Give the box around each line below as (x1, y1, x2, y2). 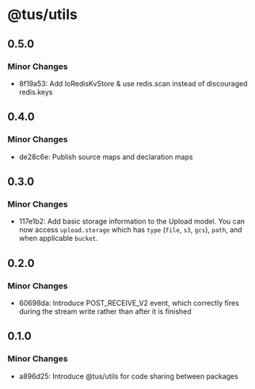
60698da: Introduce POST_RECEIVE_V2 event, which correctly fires (18, 298, 239, 307)
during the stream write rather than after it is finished (18, 307, 192, 316)
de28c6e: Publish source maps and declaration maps (18, 152, 193, 162)
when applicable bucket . (18, 234, 98, 243)
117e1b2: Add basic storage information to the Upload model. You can (18, 216, 245, 227)
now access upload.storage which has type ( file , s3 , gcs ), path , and (18, 225, 242, 235)
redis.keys (18, 87, 53, 97)
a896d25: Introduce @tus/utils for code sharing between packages (18, 371, 238, 381)
